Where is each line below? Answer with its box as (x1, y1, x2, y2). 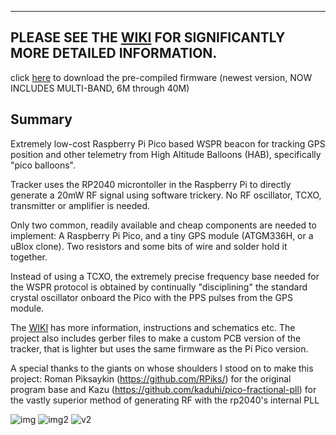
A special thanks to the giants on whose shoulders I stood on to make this (10, 362, 314, 374)
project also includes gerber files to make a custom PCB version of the (10, 332, 302, 344)
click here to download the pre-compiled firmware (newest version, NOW (10, 71, 313, 83)
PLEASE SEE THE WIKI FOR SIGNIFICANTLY (10, 29, 286, 46)
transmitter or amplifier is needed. (10, 199, 151, 211)
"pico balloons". (10, 159, 77, 171)
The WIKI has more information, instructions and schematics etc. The (10, 321, 296, 333)
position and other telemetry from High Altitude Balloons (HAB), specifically (10, 148, 322, 160)
